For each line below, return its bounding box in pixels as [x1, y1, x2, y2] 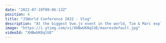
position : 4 [5, 12, 30, 17]
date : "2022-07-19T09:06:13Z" [5, 7, 68, 12]
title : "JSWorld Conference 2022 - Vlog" [5, 16, 92, 21]
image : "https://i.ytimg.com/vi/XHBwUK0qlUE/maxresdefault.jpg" [5, 26, 140, 31]
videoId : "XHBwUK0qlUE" [5, 30, 54, 35]
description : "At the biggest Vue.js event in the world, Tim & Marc [5, 21, 152, 26]
